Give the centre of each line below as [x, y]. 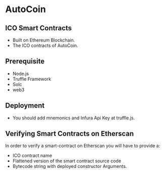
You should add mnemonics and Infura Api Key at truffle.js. [74, 118]
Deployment [25, 105]
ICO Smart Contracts [39, 28]
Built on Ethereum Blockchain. [44, 40]
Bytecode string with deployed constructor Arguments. [70, 166]
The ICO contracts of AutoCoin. [45, 46]
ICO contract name [32, 156]
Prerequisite [25, 61]
